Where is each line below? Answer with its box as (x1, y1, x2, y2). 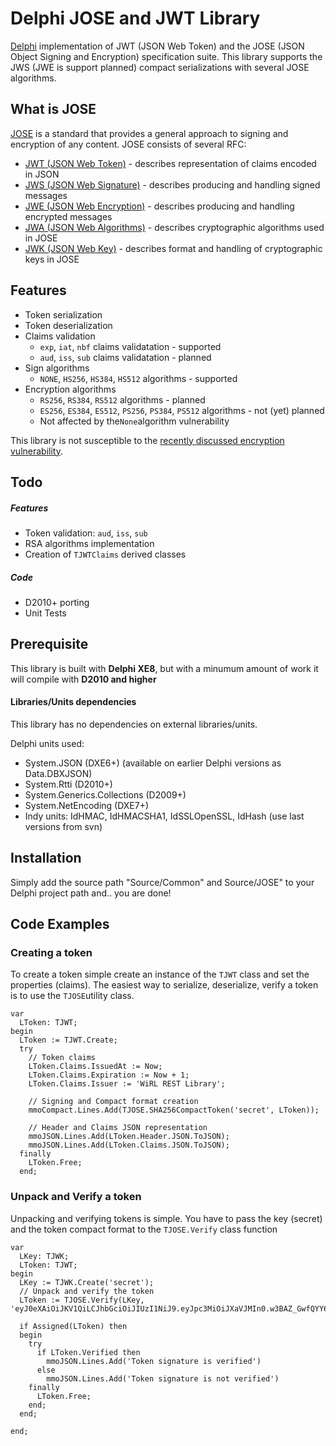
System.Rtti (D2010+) (24, 778, 113, 790)
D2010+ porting (24, 596, 90, 608)
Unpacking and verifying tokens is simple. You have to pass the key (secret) (10, 1212, 323, 1224)
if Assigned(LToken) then (19, 1321, 128, 1331)
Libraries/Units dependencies (10, 696, 137, 708)
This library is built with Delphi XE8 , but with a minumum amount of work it (10, 662, 319, 674)
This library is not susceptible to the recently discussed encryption (10, 434, 285, 446)
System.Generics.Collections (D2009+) (24, 788, 187, 801)
